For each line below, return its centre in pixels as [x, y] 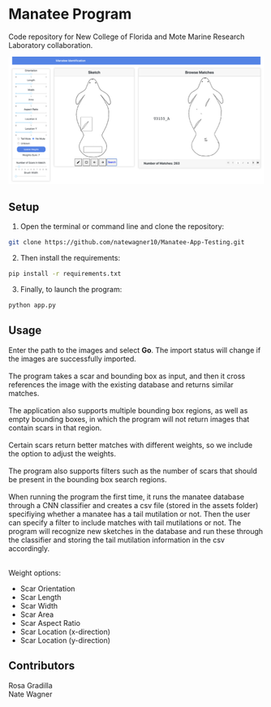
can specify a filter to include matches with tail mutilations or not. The [125, 522]
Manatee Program [70, 14]
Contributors [42, 666]
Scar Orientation [47, 588]
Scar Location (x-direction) [65, 632]
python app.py [32, 305]
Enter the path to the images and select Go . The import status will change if [135, 350]
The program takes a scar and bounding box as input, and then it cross [127, 376]
